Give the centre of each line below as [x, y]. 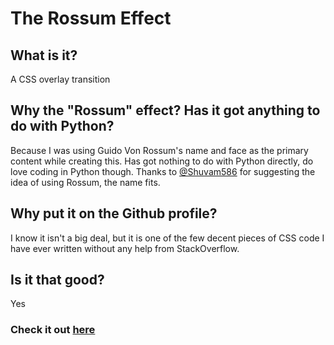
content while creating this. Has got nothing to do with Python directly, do [162, 161]
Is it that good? [57, 280]
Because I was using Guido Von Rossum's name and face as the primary [159, 150]
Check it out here [53, 330]
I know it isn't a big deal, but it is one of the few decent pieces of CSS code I [167, 238]
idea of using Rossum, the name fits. [85, 182]
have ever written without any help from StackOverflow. [125, 248]
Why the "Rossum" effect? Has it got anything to [165, 110]
